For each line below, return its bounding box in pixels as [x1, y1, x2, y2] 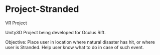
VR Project [5, 20, 28, 26]
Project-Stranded [5, 3, 79, 15]
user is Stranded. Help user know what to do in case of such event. [5, 44, 144, 50]
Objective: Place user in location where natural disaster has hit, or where [5, 39, 155, 45]
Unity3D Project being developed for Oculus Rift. [5, 29, 106, 35]
